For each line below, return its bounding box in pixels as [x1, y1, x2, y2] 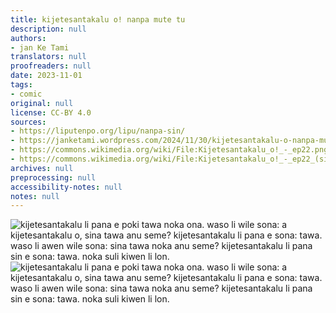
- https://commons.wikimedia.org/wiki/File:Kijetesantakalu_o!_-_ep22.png [10, 145, 329, 155]
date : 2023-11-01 [10, 71, 83, 81]
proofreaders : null [10, 61, 92, 71]
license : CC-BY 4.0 [10, 107, 92, 118]
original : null [10, 98, 74, 108]
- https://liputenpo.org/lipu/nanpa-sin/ [10, 126, 186, 136]
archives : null [10, 163, 74, 173]
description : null [10, 24, 87, 34]
